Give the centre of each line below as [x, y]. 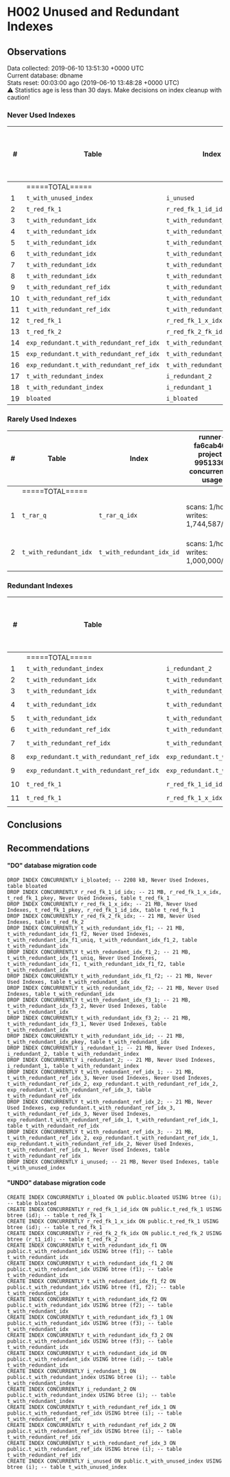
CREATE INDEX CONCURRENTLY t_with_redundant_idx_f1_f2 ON [91, 1282]
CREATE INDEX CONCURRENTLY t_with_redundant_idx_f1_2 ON [90, 1264]
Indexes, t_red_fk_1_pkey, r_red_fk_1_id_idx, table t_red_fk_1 [101, 910]
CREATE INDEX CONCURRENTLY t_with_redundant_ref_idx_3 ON [91, 1443]
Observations [37, 52]
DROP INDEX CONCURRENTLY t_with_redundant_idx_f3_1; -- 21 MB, [99, 1000]
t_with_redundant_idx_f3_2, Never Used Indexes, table [87, 1006]
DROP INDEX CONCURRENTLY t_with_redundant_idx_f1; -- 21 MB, [96, 928]
